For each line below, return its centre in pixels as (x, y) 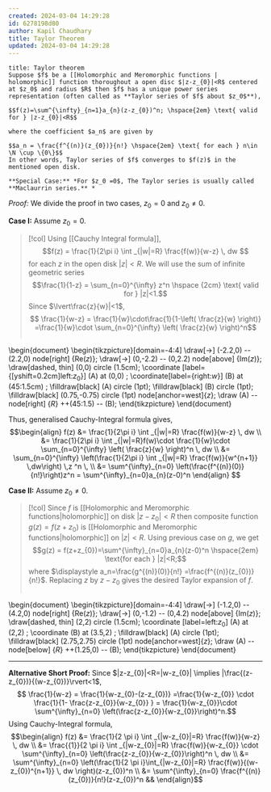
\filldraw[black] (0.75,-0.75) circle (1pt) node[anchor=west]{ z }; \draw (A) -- (133, 395)
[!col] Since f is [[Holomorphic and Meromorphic (108, 508)
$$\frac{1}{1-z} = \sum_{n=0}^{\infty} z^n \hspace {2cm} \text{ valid (146, 284)
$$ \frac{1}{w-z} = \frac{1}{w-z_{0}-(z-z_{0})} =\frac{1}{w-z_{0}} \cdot (135, 694)
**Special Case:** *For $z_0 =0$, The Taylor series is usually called (131, 181)
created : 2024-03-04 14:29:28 (59, 16)
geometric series (56, 272)
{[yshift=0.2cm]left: (41, 376)
